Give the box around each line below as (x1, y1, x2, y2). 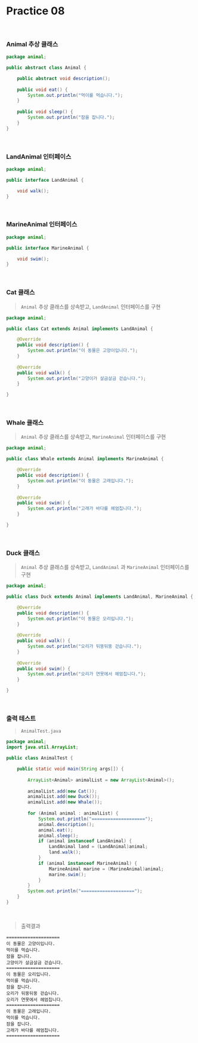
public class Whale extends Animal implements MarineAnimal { (6, 456, 164, 462)
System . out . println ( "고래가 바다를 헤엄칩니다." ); (27, 506, 142, 512)
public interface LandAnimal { (6, 177, 84, 183)
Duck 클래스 (6, 549, 41, 557)
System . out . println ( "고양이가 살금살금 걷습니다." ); (27, 375, 146, 381)
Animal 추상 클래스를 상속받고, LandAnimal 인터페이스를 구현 (20, 303, 161, 310)
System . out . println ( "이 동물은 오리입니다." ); (27, 616, 134, 622)
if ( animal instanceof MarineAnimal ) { (38, 860, 137, 866)
